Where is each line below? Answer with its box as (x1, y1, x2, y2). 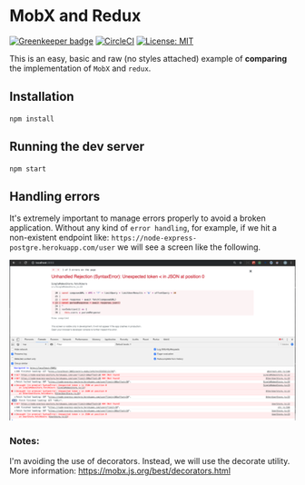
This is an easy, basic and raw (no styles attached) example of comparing (9, 53, 288, 64)
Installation (9, 89, 74, 104)
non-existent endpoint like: (9, 233, 110, 243)
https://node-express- (111, 233, 197, 243)
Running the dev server (9, 139, 145, 154)
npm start (9, 164, 47, 173)
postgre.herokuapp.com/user (9, 243, 116, 252)
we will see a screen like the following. (117, 242, 261, 252)
